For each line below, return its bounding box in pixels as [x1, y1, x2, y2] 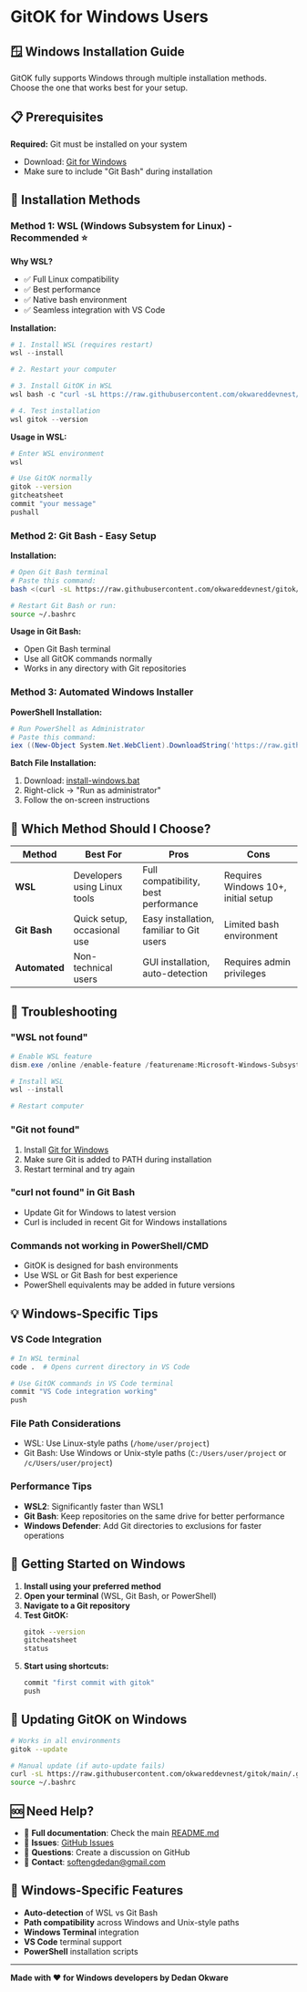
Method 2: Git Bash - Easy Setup [10, 529, 157, 542]
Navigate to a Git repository [23, 1600, 130, 1611]
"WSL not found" [10, 1031, 88, 1044]
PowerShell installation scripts [23, 1946, 139, 1956]
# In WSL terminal [10, 1354, 80, 1363]
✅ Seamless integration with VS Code [23, 304, 166, 315]
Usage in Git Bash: [10, 626, 81, 637]
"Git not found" [10, 1123, 80, 1136]
